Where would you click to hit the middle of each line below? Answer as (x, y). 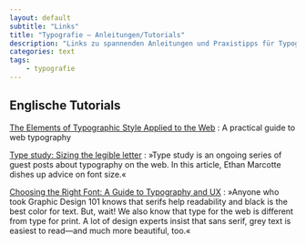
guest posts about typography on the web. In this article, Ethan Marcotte (145, 164)
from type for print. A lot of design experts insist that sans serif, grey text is (150, 220)
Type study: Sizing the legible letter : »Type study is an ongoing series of (146, 155)
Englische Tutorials (65, 106)
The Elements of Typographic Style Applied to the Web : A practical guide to (153, 128)
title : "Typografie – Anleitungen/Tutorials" (97, 35)
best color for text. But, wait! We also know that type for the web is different (152, 211)
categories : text (42, 52)
